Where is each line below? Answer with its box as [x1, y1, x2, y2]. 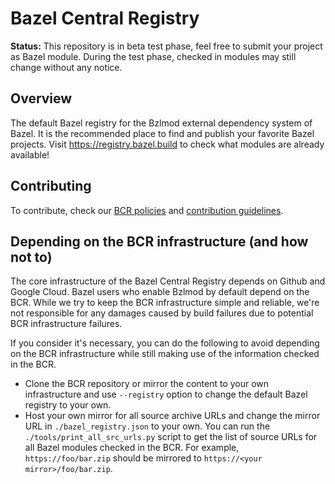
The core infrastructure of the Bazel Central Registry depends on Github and [10, 275, 326, 287]
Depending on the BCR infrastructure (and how [10, 233, 309, 250]
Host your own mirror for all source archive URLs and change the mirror [24, 410, 321, 422]
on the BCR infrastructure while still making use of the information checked [10, 348, 320, 360]
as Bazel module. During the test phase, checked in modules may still [10, 50, 297, 62]
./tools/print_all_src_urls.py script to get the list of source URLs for [24, 431, 318, 443]
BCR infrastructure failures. [10, 318, 123, 330]
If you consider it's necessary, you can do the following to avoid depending [10, 337, 320, 349]
